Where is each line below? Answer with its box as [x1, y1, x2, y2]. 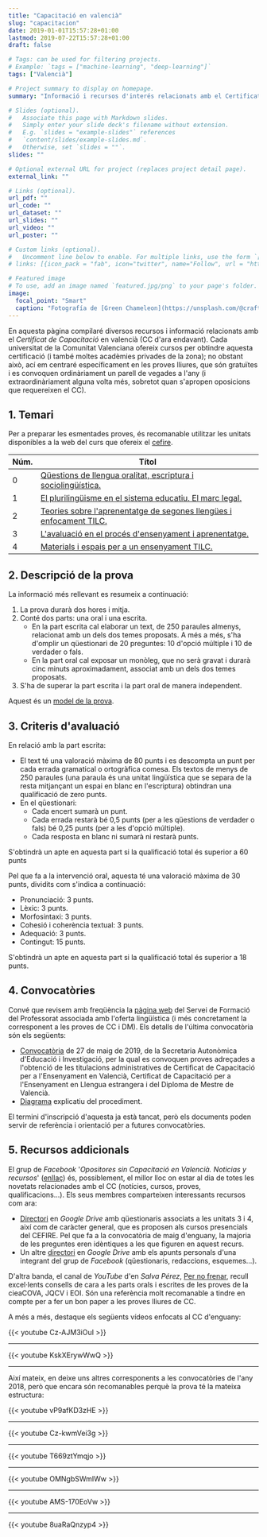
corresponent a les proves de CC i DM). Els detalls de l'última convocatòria [8, 1022, 253, 1032]
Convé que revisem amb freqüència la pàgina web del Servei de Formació [8, 1005, 250, 1014]
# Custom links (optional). [8, 246, 102, 254]
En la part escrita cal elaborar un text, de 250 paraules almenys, [31, 621, 242, 632]
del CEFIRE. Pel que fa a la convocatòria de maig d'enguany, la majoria [19, 1230, 252, 1240]
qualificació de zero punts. [19, 789, 107, 799]
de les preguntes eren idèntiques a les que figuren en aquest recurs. [19, 1239, 245, 1249]
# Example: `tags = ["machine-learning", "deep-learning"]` [8, 63, 212, 72]
